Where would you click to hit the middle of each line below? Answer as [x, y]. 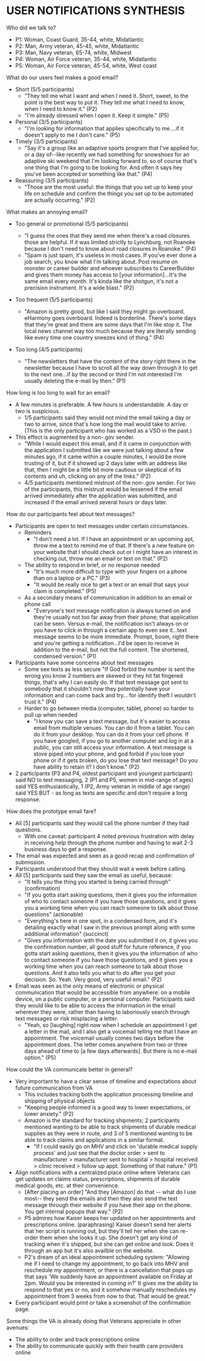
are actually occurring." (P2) [60, 200]
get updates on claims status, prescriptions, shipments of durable [98, 1179]
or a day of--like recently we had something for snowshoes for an [107, 154]
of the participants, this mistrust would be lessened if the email [103, 489]
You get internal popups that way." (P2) [74, 1211]
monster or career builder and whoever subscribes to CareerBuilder [110, 268]
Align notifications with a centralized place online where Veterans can [103, 1172]
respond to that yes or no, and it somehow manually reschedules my [110, 1289]
